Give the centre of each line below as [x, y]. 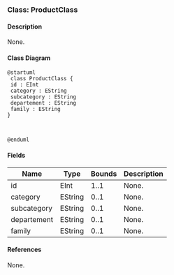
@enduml [19, 140]
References [24, 250]
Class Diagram [29, 58]
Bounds [104, 174]
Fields [16, 155]
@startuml [22, 73]
